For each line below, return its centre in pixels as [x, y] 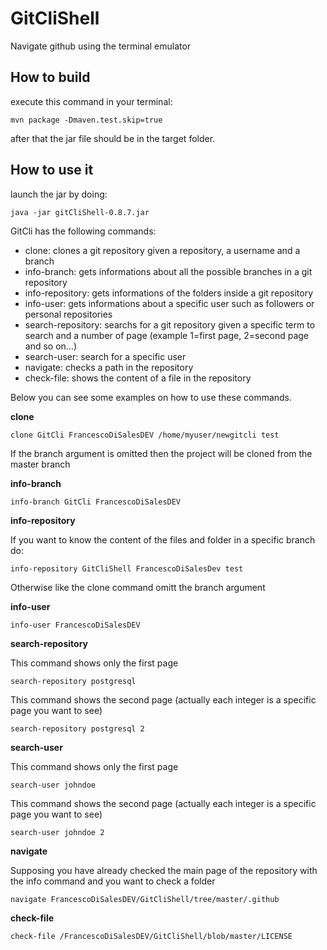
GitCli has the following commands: [83, 231]
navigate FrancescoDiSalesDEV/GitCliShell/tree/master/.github [145, 899]
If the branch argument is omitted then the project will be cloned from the [161, 453]
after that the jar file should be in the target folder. [113, 138]
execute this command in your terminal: [91, 101]
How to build [50, 77]
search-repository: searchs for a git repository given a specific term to [170, 324]
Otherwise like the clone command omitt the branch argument [138, 587]
